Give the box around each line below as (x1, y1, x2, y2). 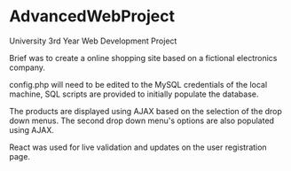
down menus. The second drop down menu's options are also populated (9, 115, 275, 126)
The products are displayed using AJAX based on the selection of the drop (9, 105, 282, 116)
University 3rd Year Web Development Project (9, 35, 177, 46)
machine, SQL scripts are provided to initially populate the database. (9, 89, 259, 99)
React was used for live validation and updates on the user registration (9, 142, 268, 152)
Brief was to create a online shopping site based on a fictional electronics (9, 52, 278, 63)
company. (9, 62, 46, 73)
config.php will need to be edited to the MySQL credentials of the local (9, 79, 268, 89)
